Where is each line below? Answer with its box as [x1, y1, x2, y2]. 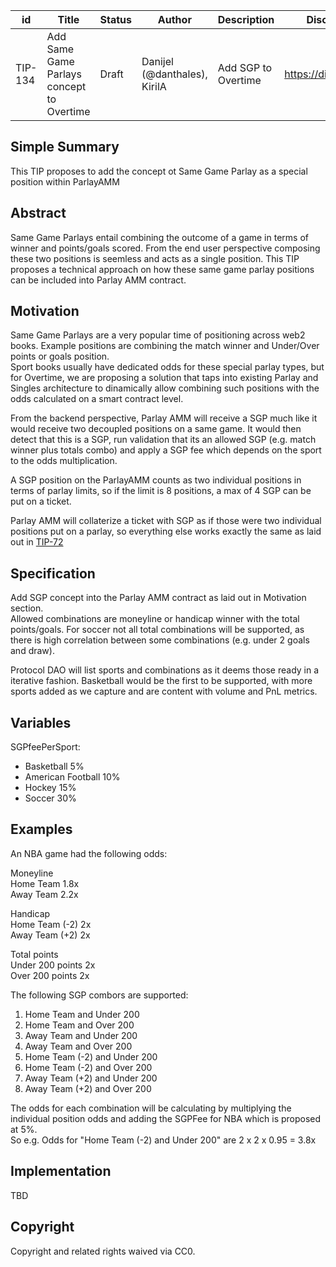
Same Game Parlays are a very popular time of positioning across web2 [10, 329, 306, 341]
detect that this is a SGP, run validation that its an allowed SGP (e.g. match [10, 434, 317, 446]
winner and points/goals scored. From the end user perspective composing [10, 242, 321, 254]
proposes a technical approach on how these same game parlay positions [10, 263, 315, 275]
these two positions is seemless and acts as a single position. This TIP [10, 252, 300, 264]
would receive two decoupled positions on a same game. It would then [10, 423, 302, 435]
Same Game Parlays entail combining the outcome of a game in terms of [10, 231, 309, 243]
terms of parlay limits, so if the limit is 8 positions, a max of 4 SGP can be [10, 485, 312, 497]
